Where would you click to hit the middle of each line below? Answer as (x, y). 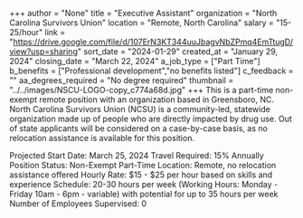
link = (55, 32)
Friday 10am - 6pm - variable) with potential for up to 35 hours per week (144, 194)
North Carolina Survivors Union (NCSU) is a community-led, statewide (140, 109)
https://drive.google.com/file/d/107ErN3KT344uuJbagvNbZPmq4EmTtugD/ (153, 42)
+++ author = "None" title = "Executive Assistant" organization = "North (143, 13)
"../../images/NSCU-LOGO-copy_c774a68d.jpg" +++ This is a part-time (142, 90)
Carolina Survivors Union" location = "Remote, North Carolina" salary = (142, 23)
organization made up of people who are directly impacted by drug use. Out (151, 118)
